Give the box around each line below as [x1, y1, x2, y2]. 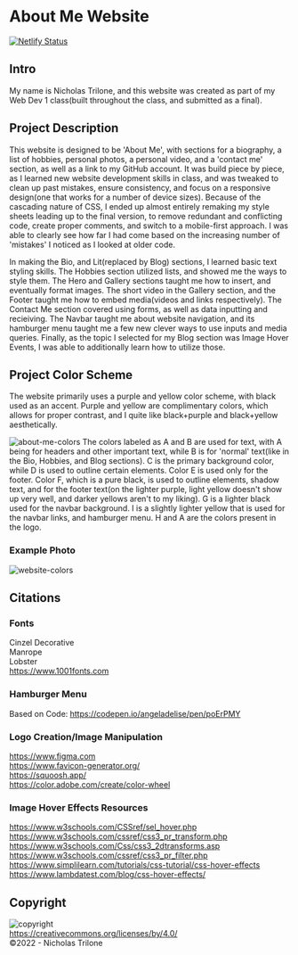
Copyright [9, 894, 67, 910]
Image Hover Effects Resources [9, 801, 149, 813]
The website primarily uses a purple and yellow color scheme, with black [9, 391, 277, 402]
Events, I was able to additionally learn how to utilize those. [9, 342, 226, 352]
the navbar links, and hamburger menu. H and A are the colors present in [9, 513, 277, 523]
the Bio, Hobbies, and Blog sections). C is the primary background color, [9, 456, 274, 466]
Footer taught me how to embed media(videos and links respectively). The [9, 294, 282, 305]
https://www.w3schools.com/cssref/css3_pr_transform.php [9, 831, 229, 842]
